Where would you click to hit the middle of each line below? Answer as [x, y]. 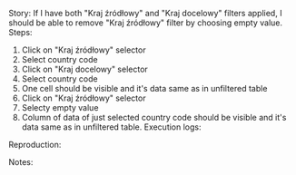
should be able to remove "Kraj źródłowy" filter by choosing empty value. [146, 23]
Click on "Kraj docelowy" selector [85, 69]
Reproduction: [35, 145]
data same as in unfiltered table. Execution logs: [111, 127]
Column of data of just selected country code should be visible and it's [154, 117]
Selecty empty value [60, 107]
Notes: [21, 162]
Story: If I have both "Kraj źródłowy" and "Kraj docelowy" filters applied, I [145, 13]
